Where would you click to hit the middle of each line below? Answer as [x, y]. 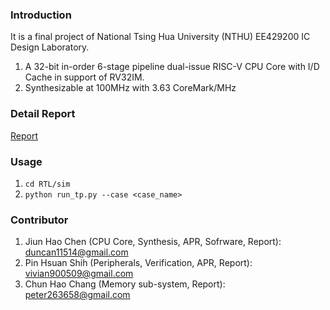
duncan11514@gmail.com [76, 252]
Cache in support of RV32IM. [84, 77]
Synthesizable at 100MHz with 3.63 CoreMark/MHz [130, 88]
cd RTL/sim [47, 184]
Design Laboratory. [50, 47]
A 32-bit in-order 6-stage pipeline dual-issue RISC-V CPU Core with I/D [172, 67]
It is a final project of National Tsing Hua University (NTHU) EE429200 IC [160, 37]
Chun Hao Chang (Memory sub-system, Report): [125, 284]
